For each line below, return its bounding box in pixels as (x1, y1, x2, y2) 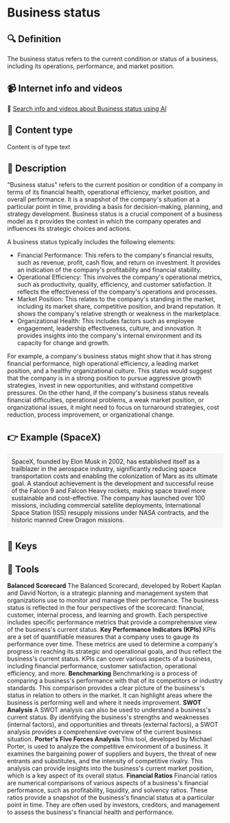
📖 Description (7, 163, 67, 175)
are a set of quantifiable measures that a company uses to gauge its (7, 633, 200, 641)
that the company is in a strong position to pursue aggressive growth (7, 374, 202, 382)
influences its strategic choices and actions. (7, 225, 132, 233)
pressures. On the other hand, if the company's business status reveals (7, 388, 209, 397)
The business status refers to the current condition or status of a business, (7, 55, 218, 63)
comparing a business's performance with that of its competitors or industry (7, 677, 223, 685)
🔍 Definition (7, 33, 62, 45)
